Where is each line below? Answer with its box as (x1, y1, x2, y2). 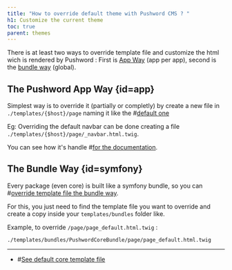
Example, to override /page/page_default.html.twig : (7, 223, 158, 231)
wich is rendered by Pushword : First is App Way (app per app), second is (7, 56, 217, 64)
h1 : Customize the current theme (7, 17, 104, 24)
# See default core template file (17, 255, 106, 263)
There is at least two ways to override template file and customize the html (7, 48, 220, 57)
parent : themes (7, 29, 51, 37)
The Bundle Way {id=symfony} (7, 163, 143, 175)
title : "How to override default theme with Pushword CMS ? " (7, 10, 190, 17)
